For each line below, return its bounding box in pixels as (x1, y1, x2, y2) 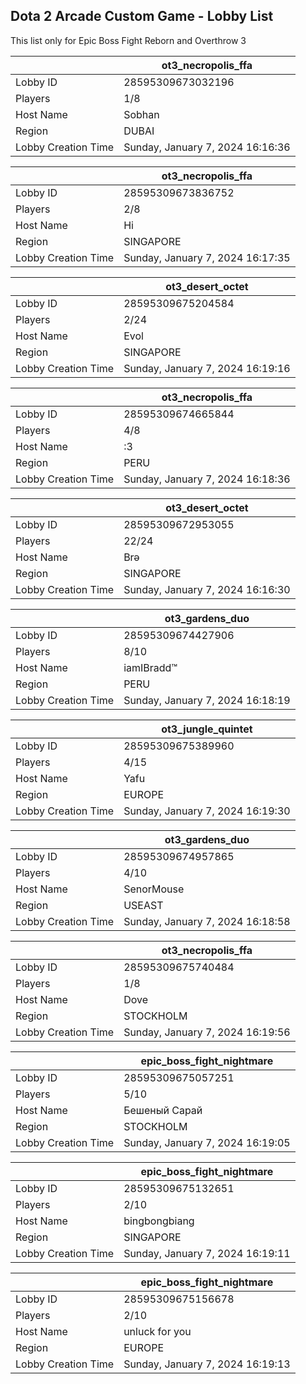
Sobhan (123, 107, 160, 121)
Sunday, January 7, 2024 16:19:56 (123, 1025, 291, 1039)
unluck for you (123, 1324, 192, 1338)
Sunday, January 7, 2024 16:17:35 (123, 250, 291, 264)
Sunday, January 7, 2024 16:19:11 (123, 1246, 291, 1260)
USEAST (123, 898, 164, 912)
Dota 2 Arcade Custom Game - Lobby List (10, 8, 274, 25)
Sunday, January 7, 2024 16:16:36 (123, 140, 291, 154)
